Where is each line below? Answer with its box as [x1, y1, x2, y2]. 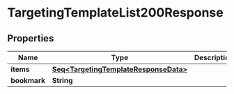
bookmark [10, 76, 45, 85]
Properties [7, 32, 54, 44]
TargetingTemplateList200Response [7, 5, 224, 21]
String [52, 76, 73, 85]
